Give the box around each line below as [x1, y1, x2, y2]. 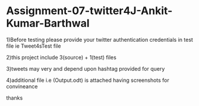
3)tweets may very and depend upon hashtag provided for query [6, 65, 165, 72]
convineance [6, 82, 38, 90]
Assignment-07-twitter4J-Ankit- [6, 4, 173, 18]
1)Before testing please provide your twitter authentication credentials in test [6, 36, 193, 43]
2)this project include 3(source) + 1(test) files [6, 54, 117, 61]
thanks [6, 94, 23, 101]
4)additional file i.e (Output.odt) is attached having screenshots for [6, 77, 169, 84]
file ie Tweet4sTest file [6, 42, 61, 49]
